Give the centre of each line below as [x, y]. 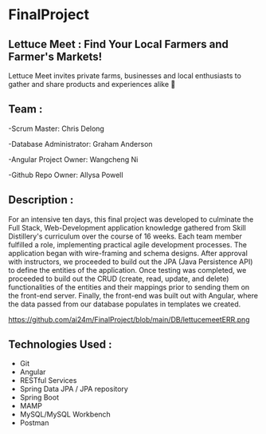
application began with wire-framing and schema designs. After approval [128, 253]
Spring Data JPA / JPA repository [74, 389]
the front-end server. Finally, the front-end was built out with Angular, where [133, 295]
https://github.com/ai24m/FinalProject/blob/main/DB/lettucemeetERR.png [129, 319]
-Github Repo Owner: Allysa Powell [66, 175]
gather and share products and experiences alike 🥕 [92, 84]
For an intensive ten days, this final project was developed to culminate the [131, 219]
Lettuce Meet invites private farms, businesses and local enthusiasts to [125, 76]
